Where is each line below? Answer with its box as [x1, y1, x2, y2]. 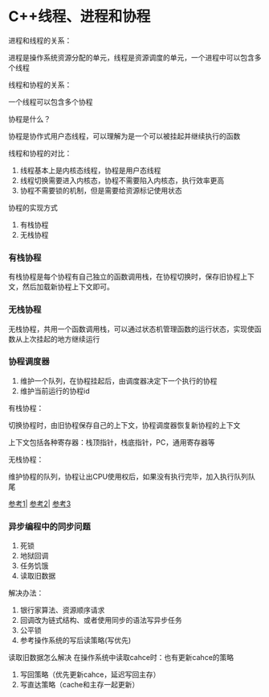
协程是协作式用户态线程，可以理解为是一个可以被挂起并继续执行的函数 [8, 131, 241, 141]
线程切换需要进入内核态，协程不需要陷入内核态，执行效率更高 [19, 175, 225, 185]
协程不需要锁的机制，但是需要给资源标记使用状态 [19, 185, 182, 195]
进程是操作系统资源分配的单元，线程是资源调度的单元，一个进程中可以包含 [8, 52, 255, 62]
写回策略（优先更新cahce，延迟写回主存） [19, 670, 161, 679]
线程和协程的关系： [8, 80, 72, 89]
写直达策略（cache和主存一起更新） [19, 680, 140, 690]
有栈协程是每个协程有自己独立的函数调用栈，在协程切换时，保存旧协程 [8, 272, 241, 282]
